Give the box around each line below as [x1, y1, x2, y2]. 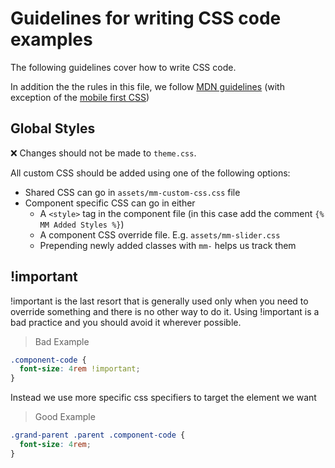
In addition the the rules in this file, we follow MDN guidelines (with [10, 80, 285, 92]
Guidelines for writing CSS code [10, 7, 282, 30]
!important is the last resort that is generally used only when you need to [10, 295, 309, 307]
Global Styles [10, 120, 96, 137]
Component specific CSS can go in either [24, 197, 196, 209]
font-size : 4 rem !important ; [19, 364, 141, 374]
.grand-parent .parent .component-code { [10, 430, 186, 441]
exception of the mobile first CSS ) [10, 91, 150, 103]
